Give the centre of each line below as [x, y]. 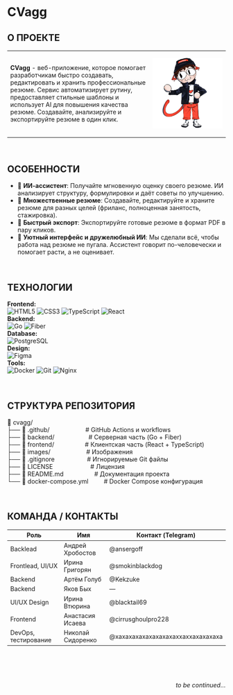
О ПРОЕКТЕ [34, 38]
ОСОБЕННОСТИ [44, 170]
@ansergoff [126, 549]
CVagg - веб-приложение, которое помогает [78, 68]
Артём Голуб [83, 579]
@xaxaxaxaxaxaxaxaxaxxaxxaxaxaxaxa [166, 636]
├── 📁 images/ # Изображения [70, 452]
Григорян [77, 569]
